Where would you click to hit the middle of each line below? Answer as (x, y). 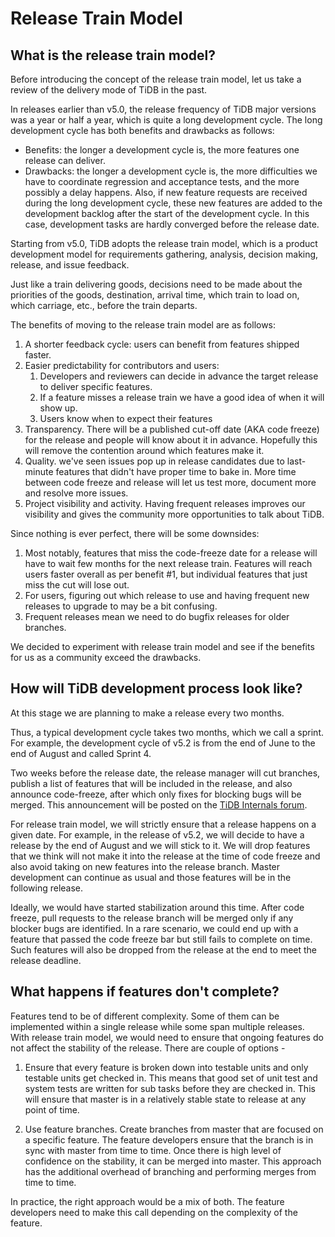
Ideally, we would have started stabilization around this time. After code (157, 907)
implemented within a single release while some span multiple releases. (157, 1026)
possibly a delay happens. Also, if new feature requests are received (166, 192)
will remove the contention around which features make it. (144, 450)
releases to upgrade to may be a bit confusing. (121, 606)
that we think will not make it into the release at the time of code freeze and (165, 856)
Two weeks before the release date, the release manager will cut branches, (165, 773)
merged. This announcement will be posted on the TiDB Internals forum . (159, 804)
